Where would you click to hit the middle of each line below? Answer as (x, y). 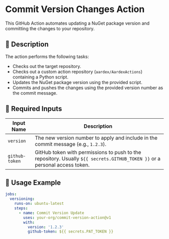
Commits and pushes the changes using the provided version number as (88, 88)
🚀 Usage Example (33, 182)
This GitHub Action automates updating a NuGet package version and (77, 23)
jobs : (11, 194)
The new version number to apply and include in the (96, 138)
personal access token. (62, 165)
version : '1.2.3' (46, 227)
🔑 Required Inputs (34, 109)
